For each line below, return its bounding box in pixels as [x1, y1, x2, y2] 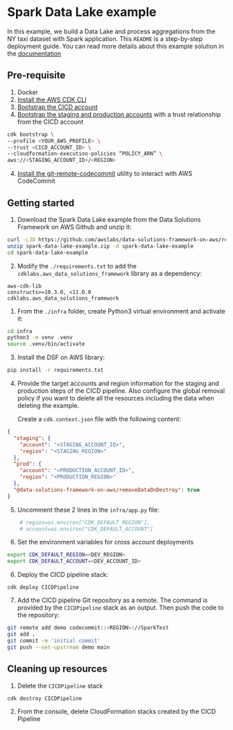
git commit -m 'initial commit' [7, 637, 101, 644]
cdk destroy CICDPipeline [7, 695, 82, 702]
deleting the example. [17, 401, 80, 410]
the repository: [17, 611, 60, 619]
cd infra [7, 327, 33, 334]
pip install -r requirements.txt [7, 366, 104, 374]
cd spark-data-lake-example [7, 249, 89, 256]
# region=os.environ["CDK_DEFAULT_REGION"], [19, 519, 150, 526]
